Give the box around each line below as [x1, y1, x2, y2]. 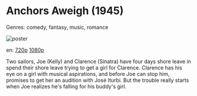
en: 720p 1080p [6, 46, 44, 54]
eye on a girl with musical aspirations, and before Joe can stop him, [6, 70, 170, 77]
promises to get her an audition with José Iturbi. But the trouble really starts [6, 77, 189, 84]
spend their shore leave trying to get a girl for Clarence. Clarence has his [6, 64, 182, 71]
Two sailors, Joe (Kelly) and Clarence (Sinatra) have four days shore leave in [6, 58, 191, 65]
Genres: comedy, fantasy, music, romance [6, 24, 109, 31]
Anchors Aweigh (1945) [6, 4, 124, 18]
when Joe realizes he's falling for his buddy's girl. [6, 82, 126, 90]
